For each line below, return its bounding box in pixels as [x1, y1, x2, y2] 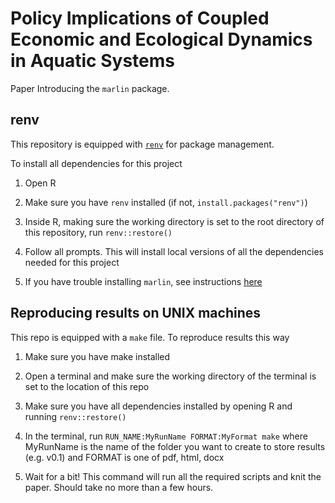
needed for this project [24, 256, 120, 268]
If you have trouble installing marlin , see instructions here [24, 275, 263, 287]
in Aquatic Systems [10, 50, 175, 72]
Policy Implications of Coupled [10, 7, 270, 30]
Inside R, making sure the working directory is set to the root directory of [24, 215, 325, 227]
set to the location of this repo [24, 380, 150, 392]
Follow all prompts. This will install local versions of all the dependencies [24, 245, 324, 257]
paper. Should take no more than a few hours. [24, 481, 214, 493]
